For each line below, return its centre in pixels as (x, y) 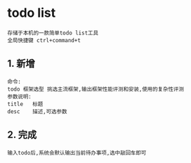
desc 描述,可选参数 (37, 111)
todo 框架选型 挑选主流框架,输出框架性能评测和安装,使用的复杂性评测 (96, 89)
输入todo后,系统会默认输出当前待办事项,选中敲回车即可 (77, 152)
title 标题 (25, 104)
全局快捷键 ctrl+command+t (44, 40)
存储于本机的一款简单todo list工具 (53, 33)
